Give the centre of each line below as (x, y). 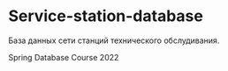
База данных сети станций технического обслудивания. (114, 40)
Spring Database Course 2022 (64, 57)
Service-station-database (106, 16)
